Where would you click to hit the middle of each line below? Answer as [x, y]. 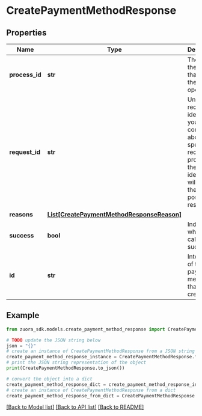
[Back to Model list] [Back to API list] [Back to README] [75, 407]
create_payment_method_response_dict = [56, 384]
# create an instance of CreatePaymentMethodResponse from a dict [91, 390]
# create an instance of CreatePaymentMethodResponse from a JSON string [101, 351]
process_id [26, 75]
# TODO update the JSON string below [54, 340]
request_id [25, 152]
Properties [26, 33]
